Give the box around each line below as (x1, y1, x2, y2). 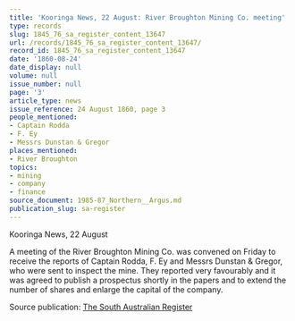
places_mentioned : (9, 146, 78, 155)
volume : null (9, 72, 58, 80)
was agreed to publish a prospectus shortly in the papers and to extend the (9, 275, 287, 285)
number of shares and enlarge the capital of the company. (9, 283, 223, 295)
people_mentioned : (9, 113, 78, 122)
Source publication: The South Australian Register (9, 301, 193, 312)
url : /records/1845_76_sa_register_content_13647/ (9, 38, 202, 47)
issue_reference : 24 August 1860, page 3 (9, 105, 166, 114)
